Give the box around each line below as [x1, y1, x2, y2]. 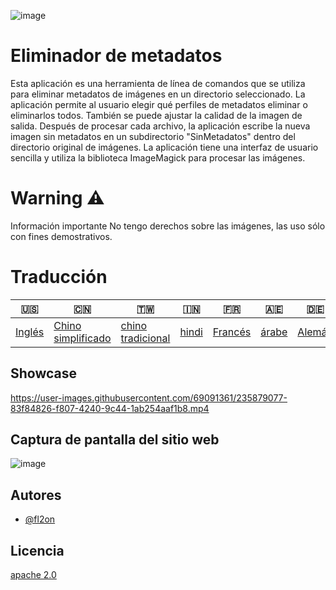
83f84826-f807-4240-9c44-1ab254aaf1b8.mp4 [10, 402, 210, 414]
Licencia [10, 542, 65, 559]
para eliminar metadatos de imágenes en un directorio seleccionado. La [10, 88, 306, 100]
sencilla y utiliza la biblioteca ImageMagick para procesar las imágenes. [10, 151, 306, 164]
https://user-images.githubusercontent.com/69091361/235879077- [10, 391, 288, 404]
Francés [212, 325, 252, 339]
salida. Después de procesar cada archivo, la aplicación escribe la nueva [10, 120, 311, 132]
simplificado [53, 331, 112, 345]
